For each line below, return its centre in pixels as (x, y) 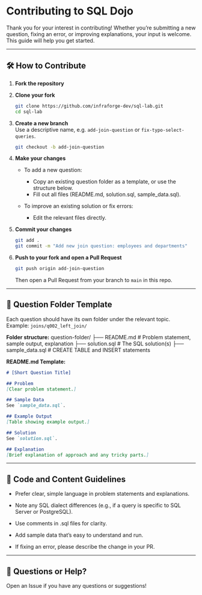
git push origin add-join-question (60, 269)
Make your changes (40, 158)
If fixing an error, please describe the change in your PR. (85, 547)
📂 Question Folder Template (59, 305)
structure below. (53, 188)
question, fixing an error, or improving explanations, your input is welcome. (99, 34)
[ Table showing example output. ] (48, 422)
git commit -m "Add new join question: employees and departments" (101, 246)
